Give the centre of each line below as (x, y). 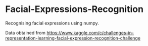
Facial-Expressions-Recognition (75, 9)
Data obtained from (26, 32)
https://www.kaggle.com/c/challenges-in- (90, 32)
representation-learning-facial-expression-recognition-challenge (73, 38)
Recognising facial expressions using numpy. (52, 23)
